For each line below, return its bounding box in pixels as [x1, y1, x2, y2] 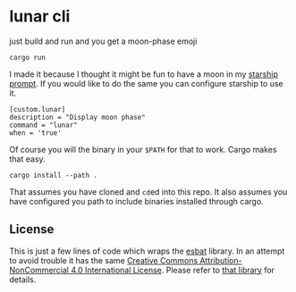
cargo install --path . [9, 171, 98, 179]
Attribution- [199, 254, 243, 265]
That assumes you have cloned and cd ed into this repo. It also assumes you [9, 186, 288, 197]
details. [9, 274, 37, 285]
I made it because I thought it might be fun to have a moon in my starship [9, 69, 279, 79]
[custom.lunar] [9, 104, 66, 113]
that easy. [9, 154, 47, 164]
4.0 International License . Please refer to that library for [71, 264, 275, 275]
